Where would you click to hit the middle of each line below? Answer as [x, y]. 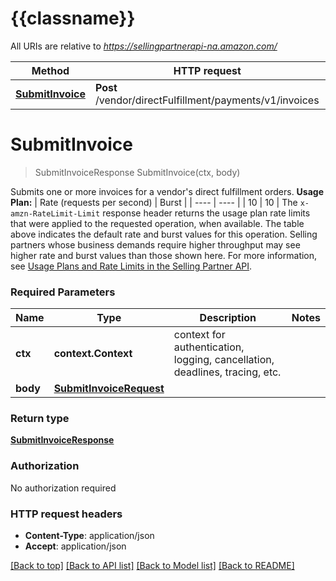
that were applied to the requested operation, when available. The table [157, 223]
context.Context [93, 354]
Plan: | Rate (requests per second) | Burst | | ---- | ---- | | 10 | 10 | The [154, 202]
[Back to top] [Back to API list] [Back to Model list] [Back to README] [152, 566]
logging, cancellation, [224, 360]
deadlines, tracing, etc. [227, 372]
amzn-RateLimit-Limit [55, 213]
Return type [40, 419]
